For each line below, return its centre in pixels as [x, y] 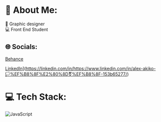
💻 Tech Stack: [36, 97]
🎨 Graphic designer [25, 24]
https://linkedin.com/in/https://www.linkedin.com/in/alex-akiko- [91, 68]
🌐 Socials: [21, 47]
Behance [14, 59]
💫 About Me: [31, 10]
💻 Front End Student [27, 29]
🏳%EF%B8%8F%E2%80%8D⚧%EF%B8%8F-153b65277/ [66, 74]
